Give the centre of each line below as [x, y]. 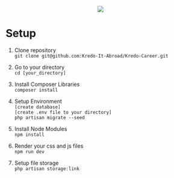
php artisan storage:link [47, 169]
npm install [29, 134]
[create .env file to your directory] [63, 112]
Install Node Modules [41, 129]
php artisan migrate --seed [49, 117]
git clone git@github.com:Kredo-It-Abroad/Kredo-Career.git [91, 56]
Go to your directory [39, 67]
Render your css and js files [49, 146]
